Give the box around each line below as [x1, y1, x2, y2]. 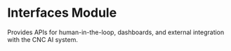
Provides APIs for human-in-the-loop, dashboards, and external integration [7, 28, 225, 36]
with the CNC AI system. [7, 35, 79, 43]
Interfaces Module [7, 5, 117, 21]
